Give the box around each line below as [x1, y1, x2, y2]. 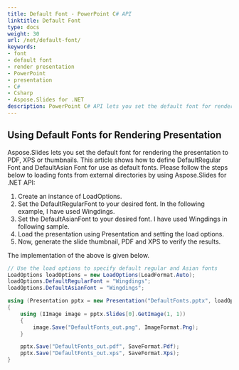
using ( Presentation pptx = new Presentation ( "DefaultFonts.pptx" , [7, 298, 212, 305]
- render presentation [7, 63, 75, 70]
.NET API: [7, 178, 36, 187]
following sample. [17, 222, 70, 231]
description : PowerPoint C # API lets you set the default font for [7, 103, 212, 110]
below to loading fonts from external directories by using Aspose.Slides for [7, 170, 227, 179]
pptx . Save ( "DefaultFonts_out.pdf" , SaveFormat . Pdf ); [20, 343, 180, 350]
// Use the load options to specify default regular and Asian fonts [7, 264, 218, 272]
